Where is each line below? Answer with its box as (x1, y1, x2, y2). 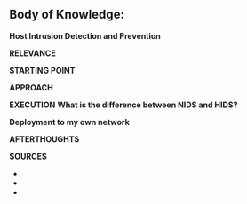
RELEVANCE (9, 48, 56, 59)
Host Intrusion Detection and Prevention (9, 30, 162, 41)
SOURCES (9, 151, 47, 161)
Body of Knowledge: (9, 7, 124, 22)
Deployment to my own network (9, 116, 131, 127)
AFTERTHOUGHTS (9, 133, 80, 145)
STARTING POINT (9, 65, 76, 75)
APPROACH (9, 82, 53, 92)
